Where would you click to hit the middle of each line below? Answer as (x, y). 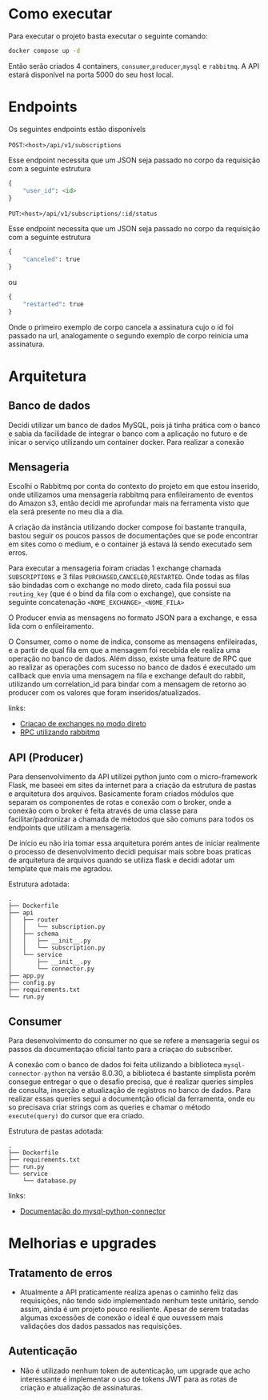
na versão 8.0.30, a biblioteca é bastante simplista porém (162, 1074)
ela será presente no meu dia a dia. (66, 512)
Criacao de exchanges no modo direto (83, 724)
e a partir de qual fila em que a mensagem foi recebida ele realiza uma (124, 650)
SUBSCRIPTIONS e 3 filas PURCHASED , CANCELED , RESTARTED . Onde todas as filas (129, 577)
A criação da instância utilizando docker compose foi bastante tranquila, (127, 527)
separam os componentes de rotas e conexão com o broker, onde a (120, 802)
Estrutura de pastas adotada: (56, 1131)
